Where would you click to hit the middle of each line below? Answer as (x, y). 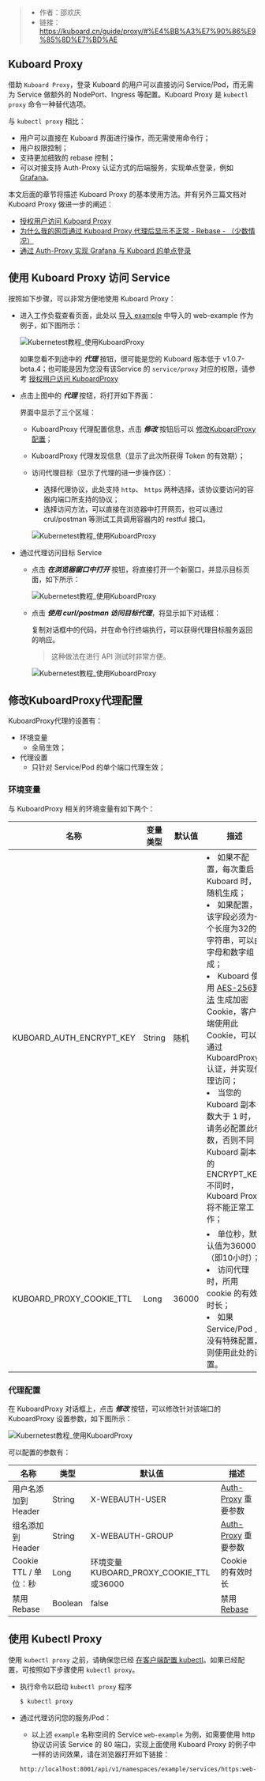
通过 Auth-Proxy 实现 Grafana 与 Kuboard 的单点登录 (105, 250)
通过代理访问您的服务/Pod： (65, 1717)
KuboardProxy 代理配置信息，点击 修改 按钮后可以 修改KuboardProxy (144, 429)
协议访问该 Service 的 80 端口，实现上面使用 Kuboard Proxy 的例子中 (144, 1744)
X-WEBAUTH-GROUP (132, 1536)
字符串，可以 (230, 940)
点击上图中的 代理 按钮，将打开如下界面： (87, 395)
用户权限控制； (44, 147)
